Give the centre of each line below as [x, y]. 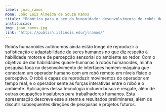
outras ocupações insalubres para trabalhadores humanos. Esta [70, 94]
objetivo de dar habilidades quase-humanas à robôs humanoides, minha [79, 62]
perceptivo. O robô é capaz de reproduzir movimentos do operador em [77, 78]
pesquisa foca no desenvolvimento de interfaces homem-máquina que [77, 68]
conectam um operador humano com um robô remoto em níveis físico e [78, 73]
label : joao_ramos [24, 10]
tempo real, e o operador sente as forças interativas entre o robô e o [75, 83]
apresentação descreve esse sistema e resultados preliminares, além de [79, 99]
